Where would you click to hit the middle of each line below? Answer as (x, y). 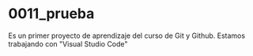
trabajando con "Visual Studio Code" (68, 43)
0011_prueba (51, 14)
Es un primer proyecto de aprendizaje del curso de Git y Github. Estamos (127, 35)
